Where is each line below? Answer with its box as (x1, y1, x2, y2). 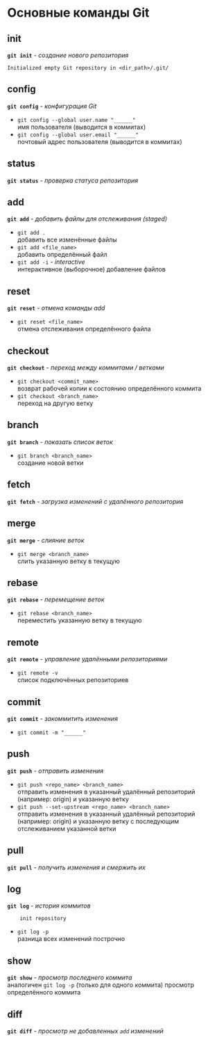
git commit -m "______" (17, 729, 87, 736)
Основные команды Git (7, 5, 150, 21)
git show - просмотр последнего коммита (7, 973, 132, 982)
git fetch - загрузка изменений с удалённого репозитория (7, 497, 184, 505)
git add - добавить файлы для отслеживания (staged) (7, 214, 168, 223)
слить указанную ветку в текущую (17, 557, 120, 565)
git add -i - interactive (17, 258, 85, 266)
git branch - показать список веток (7, 437, 113, 446)
